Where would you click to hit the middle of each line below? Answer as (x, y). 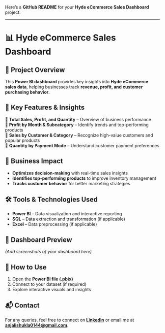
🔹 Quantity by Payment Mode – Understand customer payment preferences (82, 145)
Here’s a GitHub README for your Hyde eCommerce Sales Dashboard (77, 7)
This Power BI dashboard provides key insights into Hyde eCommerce (77, 82)
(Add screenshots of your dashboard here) (48, 252)
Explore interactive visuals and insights (52, 290)
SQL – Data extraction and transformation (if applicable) (69, 219)
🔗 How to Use (26, 267)
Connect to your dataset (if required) (49, 284)
